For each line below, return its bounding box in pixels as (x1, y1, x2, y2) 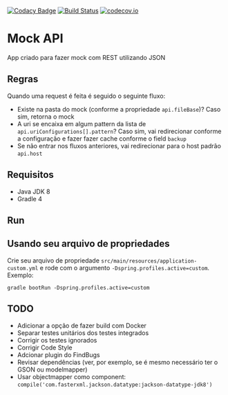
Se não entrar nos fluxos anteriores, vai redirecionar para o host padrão (17, 141, 221, 150)
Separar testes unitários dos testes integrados (17, 328, 149, 337)
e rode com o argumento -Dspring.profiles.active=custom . (39, 263, 209, 272)
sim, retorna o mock (17, 112, 75, 121)
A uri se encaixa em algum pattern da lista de (17, 119, 146, 128)
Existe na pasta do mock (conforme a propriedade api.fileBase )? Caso (17, 105, 221, 113)
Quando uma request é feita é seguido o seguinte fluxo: (7, 92, 166, 100)
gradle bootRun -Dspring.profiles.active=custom (7, 284, 150, 291)
